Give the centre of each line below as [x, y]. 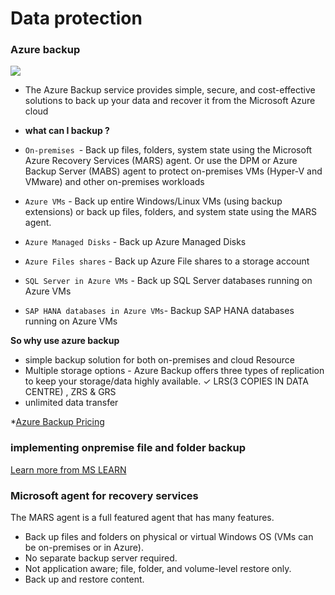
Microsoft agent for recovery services [104, 495]
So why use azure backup [65, 341]
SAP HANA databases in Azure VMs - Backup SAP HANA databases [159, 311]
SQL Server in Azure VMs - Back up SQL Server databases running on [168, 281]
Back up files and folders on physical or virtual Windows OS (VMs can [169, 537]
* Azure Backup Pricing [57, 422]
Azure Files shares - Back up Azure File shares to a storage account [167, 261]
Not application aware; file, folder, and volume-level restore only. [158, 569]
